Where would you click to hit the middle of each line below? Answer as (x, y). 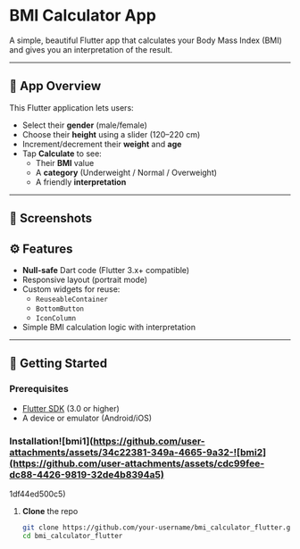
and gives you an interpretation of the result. (91, 49)
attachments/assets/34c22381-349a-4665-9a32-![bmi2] (137, 452)
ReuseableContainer (72, 299)
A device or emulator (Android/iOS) (87, 418)
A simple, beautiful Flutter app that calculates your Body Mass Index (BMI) (146, 40)
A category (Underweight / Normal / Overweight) (126, 172)
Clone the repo (50, 511)
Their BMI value (65, 162)
